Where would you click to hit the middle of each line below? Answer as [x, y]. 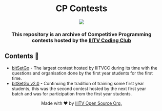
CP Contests [81, 9]
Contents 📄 [22, 56]
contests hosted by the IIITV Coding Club [81, 40]
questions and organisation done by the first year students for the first [82, 73]
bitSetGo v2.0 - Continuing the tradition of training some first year [78, 83]
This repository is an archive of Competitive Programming [81, 34]
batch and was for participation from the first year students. [72, 93]
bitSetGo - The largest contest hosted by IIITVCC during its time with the [84, 68]
